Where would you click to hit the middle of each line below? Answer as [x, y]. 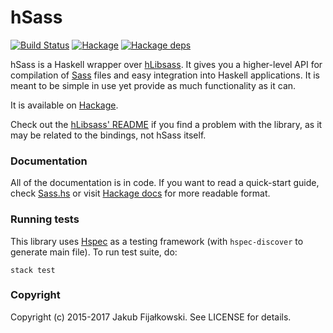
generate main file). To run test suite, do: [94, 252]
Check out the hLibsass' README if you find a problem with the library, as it [166, 124]
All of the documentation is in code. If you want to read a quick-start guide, [165, 183]
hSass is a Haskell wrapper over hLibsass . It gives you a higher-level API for [166, 64]
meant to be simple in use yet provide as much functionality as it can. [153, 85]
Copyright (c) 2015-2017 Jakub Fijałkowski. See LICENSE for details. [151, 317]
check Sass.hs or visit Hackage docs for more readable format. [140, 193]
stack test [33, 270]
